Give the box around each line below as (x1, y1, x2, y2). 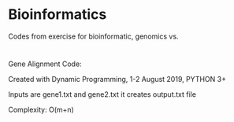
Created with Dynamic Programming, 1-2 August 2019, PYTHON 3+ (8, 75, 227, 84)
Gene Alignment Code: (8, 59, 82, 68)
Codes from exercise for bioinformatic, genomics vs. (8, 31, 179, 41)
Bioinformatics (8, 6, 107, 24)
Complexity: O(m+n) (8, 105, 75, 115)
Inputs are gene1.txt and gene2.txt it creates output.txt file (8, 90, 197, 99)
